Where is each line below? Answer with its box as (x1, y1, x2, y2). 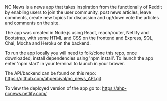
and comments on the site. (5, 20, 60, 26)
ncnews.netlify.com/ (5, 91, 47, 96)
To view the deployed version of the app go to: (5, 85, 101, 91)
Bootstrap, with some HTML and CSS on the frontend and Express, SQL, (5, 35, 154, 41)
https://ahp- (102, 85, 127, 91)
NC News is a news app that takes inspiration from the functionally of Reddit (5, 4, 162, 10)
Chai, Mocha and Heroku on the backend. (5, 40, 91, 46)
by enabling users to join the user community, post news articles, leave (5, 9, 151, 15)
